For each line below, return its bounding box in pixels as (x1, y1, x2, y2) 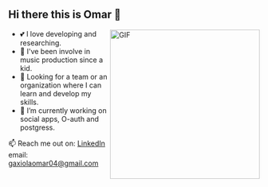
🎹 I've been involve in (19, 46, 90, 56)
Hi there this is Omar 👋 (8, 8, 121, 21)
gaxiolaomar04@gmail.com (8, 158, 99, 168)
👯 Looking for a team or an (19, 72, 108, 81)
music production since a (19, 55, 104, 64)
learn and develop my (19, 88, 92, 98)
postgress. (19, 123, 56, 132)
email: (8, 150, 29, 159)
